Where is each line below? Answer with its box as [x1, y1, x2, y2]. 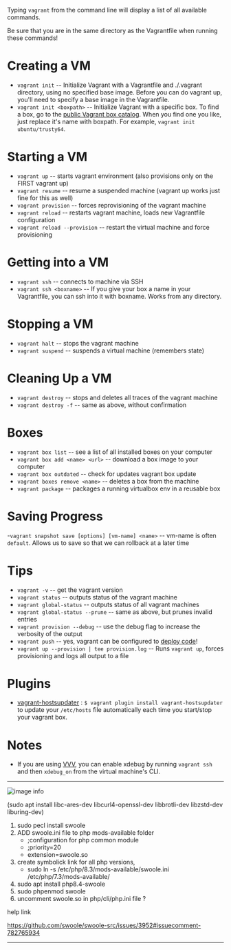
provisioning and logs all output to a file [16, 651, 129, 660]
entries [16, 615, 38, 623]
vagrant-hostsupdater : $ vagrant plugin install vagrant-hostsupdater [16, 698, 223, 706]
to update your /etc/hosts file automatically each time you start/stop [16, 706, 212, 714]
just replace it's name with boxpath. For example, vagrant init [16, 117, 195, 126]
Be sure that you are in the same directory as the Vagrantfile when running [7, 27, 218, 34]
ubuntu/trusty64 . [16, 124, 66, 133]
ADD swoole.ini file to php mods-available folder [16, 829, 155, 837]
